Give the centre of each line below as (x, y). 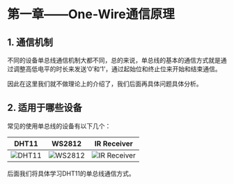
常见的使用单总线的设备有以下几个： (59, 125)
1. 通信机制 (30, 42)
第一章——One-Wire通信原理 (91, 14)
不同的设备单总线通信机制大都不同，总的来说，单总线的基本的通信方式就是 (114, 60)
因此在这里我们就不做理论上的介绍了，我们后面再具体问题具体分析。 (105, 84)
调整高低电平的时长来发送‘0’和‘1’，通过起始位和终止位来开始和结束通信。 (117, 69)
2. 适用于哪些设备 (45, 108)
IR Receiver (114, 144)
